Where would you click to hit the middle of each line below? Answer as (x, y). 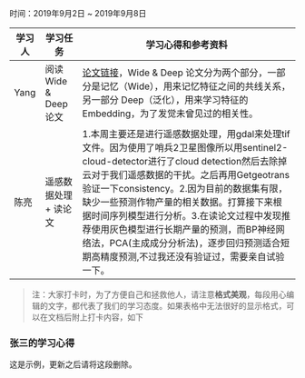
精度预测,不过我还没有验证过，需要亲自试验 (192, 257)
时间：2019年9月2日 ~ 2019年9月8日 (78, 13)
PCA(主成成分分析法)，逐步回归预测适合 (195, 243)
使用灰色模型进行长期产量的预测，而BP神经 (183, 229)
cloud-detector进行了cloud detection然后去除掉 (185, 161)
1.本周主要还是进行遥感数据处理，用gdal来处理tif (186, 134)
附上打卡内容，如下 (107, 317)
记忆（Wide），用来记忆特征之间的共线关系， (196, 86)
